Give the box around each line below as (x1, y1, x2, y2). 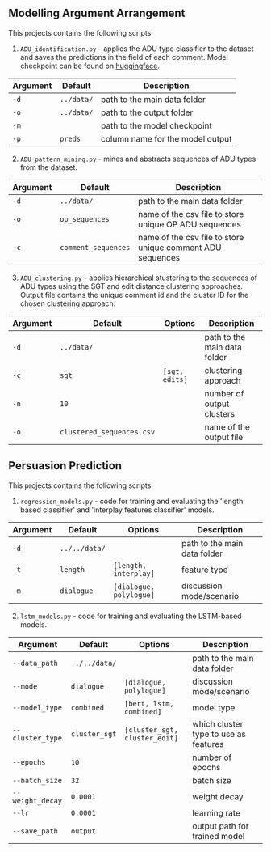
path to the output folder (100, 107, 194, 118)
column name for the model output (100, 133, 232, 144)
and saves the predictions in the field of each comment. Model (19, 52, 228, 61)
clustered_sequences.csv (60, 427, 156, 436)
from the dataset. (19, 162, 78, 172)
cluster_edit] (124, 733, 179, 743)
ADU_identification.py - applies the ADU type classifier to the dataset (19, 44, 254, 53)
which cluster (192, 718, 244, 729)
